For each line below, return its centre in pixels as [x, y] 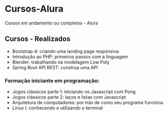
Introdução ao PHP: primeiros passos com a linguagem [70, 56]
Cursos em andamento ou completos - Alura [51, 23]
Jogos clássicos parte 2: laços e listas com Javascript [69, 97]
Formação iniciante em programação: [52, 80]
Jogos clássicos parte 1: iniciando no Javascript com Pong [74, 92]
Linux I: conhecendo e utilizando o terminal [57, 108]
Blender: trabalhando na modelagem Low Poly [61, 62]
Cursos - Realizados [38, 39]
